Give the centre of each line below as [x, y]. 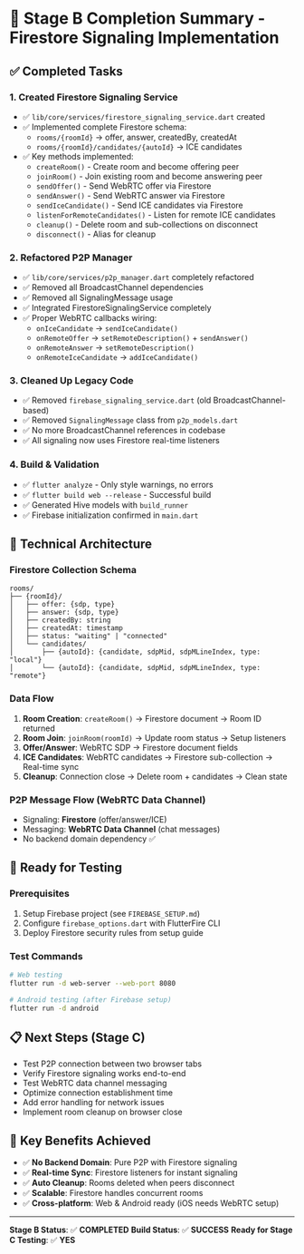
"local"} [26, 660]
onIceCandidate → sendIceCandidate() [107, 328]
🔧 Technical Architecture [81, 544]
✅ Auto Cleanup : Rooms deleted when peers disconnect [128, 1183]
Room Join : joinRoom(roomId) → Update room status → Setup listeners [154, 737]
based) [36, 411]
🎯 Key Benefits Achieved [80, 1140]
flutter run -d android [54, 1008]
